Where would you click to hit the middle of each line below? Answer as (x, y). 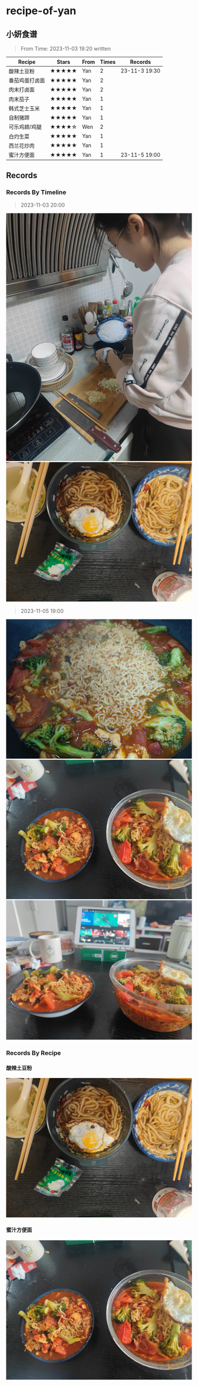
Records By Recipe (34, 1053)
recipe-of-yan (41, 11)
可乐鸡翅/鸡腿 (25, 127)
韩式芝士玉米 (24, 108)
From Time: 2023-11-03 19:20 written (65, 49)
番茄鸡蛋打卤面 (27, 80)
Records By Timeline (36, 192)
